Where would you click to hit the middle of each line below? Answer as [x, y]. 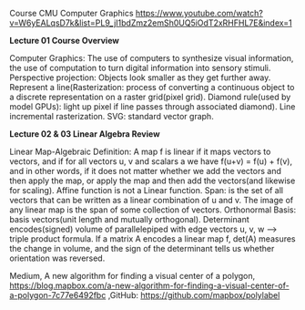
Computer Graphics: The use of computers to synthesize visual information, [152, 58]
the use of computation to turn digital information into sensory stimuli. [140, 68]
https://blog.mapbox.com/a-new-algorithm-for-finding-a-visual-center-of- [149, 285]
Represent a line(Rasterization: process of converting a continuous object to [152, 87]
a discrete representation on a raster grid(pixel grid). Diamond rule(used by [150, 97]
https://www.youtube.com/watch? [199, 13]
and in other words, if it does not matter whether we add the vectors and [146, 171]
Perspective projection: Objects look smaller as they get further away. [140, 77]
